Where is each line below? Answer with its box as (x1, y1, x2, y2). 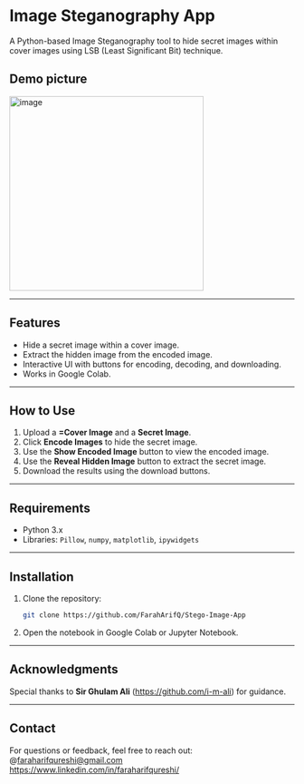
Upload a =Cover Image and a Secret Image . (22, 427, 192, 438)
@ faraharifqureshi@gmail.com (9, 754, 124, 765)
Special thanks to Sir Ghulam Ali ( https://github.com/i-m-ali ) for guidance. (9, 686, 287, 697)
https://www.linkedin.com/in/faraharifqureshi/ (9, 764, 179, 775)
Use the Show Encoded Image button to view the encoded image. (22, 446, 270, 457)
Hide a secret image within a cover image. (22, 339, 180, 350)
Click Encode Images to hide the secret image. (22, 436, 198, 447)
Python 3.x (22, 524, 63, 535)
